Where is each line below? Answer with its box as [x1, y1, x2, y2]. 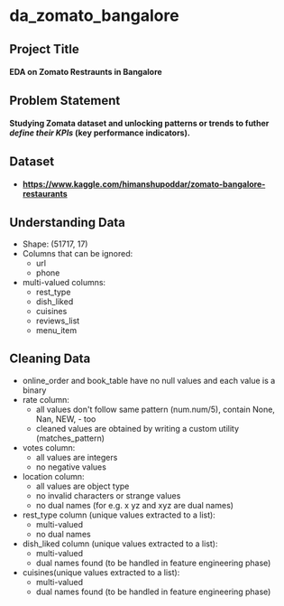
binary [22, 385, 47, 396]
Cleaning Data [9, 351, 91, 367]
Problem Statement [9, 92, 121, 108]
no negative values [35, 461, 106, 472]
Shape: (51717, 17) [22, 238, 88, 249]
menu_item [35, 324, 78, 335]
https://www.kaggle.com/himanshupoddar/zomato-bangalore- [22, 179, 266, 190]
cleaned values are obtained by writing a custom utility [35, 423, 240, 434]
